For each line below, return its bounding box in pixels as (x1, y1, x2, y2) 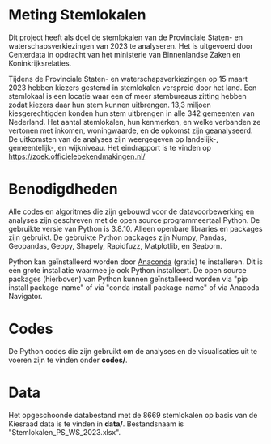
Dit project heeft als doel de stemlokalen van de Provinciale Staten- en (8, 32, 243, 42)
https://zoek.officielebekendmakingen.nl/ (8, 152, 146, 161)
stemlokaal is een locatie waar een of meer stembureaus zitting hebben (8, 91, 247, 100)
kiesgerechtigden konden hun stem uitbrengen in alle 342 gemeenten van (8, 108, 255, 118)
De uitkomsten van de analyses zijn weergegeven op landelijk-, (8, 134, 218, 143)
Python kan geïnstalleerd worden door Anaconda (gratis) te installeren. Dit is (8, 257, 264, 267)
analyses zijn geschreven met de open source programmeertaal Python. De (8, 215, 260, 224)
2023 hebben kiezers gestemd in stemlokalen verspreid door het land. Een (8, 83, 257, 92)
